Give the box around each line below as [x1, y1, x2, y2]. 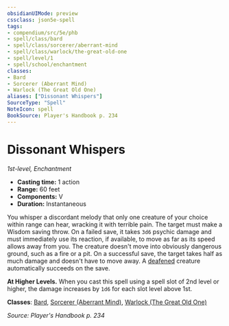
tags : [7, 23, 23, 30]
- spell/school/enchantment [7, 61, 88, 68]
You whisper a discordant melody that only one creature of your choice [7, 213, 208, 221]
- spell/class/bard [7, 36, 63, 43]
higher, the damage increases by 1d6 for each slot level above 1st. [7, 284, 193, 292]
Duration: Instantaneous [16, 200, 87, 208]
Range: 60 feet [16, 185, 60, 193]
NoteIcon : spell [7, 106, 53, 113]
